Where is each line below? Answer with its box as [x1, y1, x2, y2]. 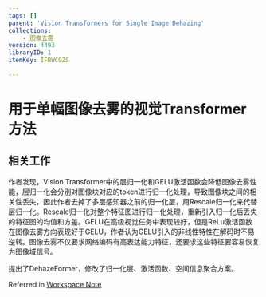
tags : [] [8, 11, 37, 20]
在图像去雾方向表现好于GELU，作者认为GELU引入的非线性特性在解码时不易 [8, 227, 255, 236]
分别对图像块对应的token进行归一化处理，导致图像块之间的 [57, 187, 250, 196]
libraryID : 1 [8, 49, 52, 57]
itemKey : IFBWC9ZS [8, 57, 69, 65]
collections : [8, 26, 52, 34]
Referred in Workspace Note [8, 279, 102, 289]
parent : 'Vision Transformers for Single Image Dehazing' [8, 19, 205, 27]
